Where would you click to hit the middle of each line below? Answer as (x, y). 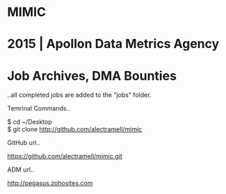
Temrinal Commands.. (39, 108)
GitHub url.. (24, 143)
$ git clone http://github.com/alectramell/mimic (75, 129)
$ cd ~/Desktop (30, 122)
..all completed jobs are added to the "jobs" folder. (79, 95)
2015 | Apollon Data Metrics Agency (113, 44)
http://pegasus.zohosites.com (50, 183)
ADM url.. (21, 170)
